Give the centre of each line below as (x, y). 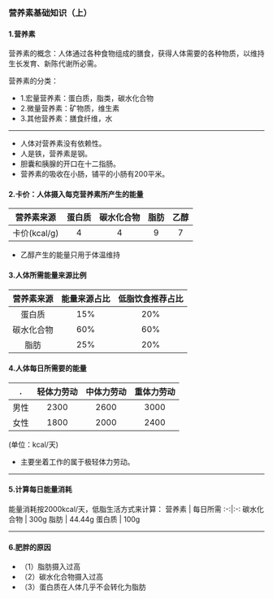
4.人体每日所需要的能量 (48, 369)
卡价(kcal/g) (36, 234)
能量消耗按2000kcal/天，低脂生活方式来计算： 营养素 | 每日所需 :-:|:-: (125, 509)
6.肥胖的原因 (30, 547)
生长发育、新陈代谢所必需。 (55, 63)
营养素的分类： (33, 81)
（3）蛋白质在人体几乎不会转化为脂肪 (83, 587)
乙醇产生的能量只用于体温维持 (70, 255)
